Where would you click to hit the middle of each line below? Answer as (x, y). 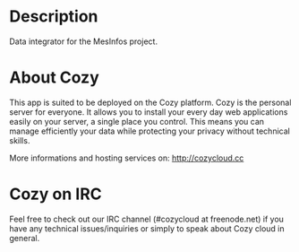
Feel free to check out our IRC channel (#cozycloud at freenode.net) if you (147, 219)
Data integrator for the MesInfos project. (84, 41)
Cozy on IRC (56, 194)
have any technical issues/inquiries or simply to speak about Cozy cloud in (147, 228)
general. (25, 238)
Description (54, 17)
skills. (20, 140)
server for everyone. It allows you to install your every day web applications (149, 112)
